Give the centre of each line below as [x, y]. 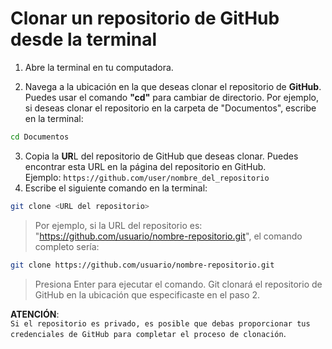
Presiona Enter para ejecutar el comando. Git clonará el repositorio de [178, 284]
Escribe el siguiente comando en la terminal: [116, 188]
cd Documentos [40, 137]
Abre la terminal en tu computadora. [99, 67]
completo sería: [67, 246]
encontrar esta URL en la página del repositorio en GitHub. [145, 166]
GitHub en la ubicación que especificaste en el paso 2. [147, 294]
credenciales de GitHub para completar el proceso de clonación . [148, 333]
